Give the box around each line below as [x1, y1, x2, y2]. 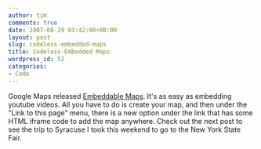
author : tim [8, 11, 47, 20]
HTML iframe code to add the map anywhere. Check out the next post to [8, 116, 243, 125]
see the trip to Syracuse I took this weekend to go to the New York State [8, 125, 241, 134]
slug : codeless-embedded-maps [8, 41, 107, 49]
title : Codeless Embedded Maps [8, 48, 111, 56]
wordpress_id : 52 [8, 56, 65, 64]
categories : [8, 63, 47, 71]
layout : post [8, 33, 51, 42]
